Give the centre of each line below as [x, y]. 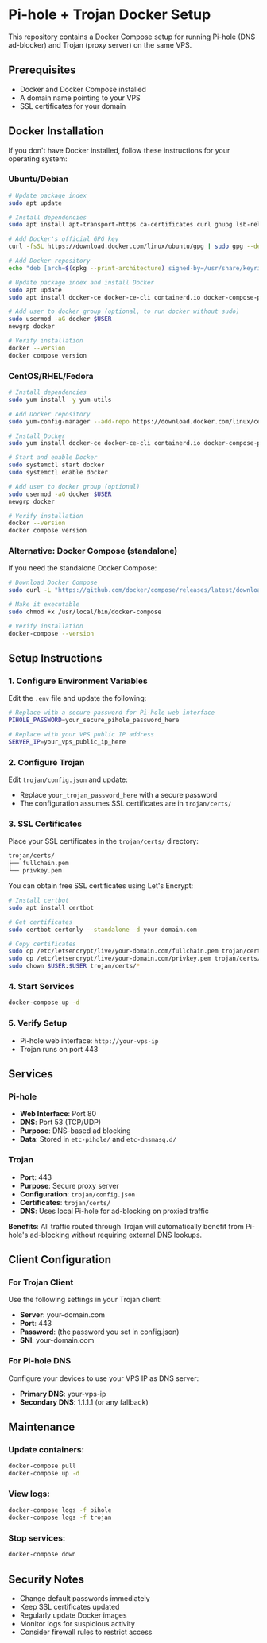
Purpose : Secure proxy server [69, 1185]
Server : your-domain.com [62, 1315]
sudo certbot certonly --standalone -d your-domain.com [103, 930]
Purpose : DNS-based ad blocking [75, 1131]
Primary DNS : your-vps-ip [63, 1394]
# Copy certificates [43, 944]
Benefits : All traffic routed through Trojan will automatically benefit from [126, 1226]
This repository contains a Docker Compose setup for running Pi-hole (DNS [132, 37]
